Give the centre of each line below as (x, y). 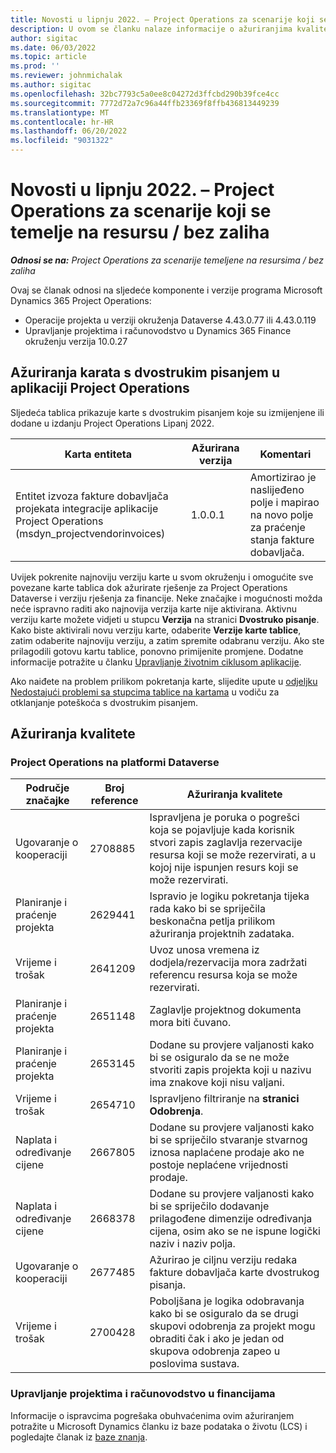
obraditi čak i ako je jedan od (217, 1339)
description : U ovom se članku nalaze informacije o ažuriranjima (151, 29)
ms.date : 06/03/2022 (53, 47)
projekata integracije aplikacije (87, 508)
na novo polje (281, 514)
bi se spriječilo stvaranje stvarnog (228, 1140)
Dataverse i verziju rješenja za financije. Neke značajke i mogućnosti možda (166, 598)
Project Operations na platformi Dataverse (115, 763)
